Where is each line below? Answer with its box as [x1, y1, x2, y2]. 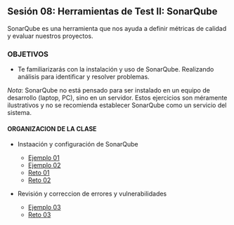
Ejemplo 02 [27, 161, 61, 170]
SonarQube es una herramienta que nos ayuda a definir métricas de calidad [7, 24, 227, 32]
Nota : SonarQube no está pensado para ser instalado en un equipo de [7, 86, 211, 95]
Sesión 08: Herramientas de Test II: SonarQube [7, 6, 218, 18]
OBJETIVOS [7, 49, 49, 59]
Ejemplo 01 [27, 154, 60, 162]
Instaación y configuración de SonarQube [17, 140, 138, 149]
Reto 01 [27, 168, 50, 177]
